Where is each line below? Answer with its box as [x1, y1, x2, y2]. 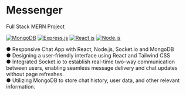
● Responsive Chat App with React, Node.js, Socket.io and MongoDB [6, 45, 174, 53]
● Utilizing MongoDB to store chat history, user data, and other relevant [6, 77, 180, 84]
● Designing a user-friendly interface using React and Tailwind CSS [6, 52, 170, 59]
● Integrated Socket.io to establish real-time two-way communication [6, 58, 175, 65]
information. [6, 83, 36, 90]
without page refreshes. [6, 70, 64, 77]
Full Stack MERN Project [6, 23, 65, 30]
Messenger [6, 4, 63, 17]
